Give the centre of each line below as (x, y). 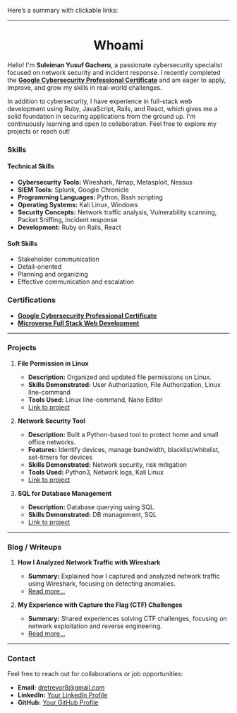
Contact (22, 659)
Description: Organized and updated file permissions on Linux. (120, 377)
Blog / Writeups (35, 547)
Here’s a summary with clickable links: (63, 10)
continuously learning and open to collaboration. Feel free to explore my (112, 124)
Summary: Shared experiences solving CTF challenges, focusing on (127, 619)
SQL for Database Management (65, 493)
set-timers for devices (60, 457)
